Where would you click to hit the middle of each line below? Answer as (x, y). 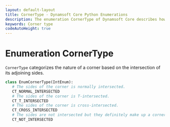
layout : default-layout (30, 10)
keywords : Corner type (29, 24)
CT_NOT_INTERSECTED (32, 120)
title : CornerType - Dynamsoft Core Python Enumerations (67, 15)
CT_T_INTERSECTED (30, 101)
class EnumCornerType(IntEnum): (39, 82)
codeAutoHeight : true (28, 29)
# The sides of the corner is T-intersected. (61, 96)
